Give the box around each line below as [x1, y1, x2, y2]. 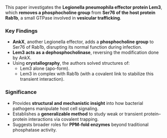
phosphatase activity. [12, 126, 57, 132]
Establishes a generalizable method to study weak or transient [12, 110, 143, 117]
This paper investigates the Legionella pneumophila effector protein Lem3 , [5, 5, 162, 10]
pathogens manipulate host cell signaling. [12, 105, 99, 111]
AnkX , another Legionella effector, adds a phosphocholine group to [12, 39, 154, 45]
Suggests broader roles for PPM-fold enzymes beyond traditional [12, 121, 149, 127]
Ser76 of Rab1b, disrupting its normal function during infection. [12, 44, 142, 50]
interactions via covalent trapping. [28, 116, 99, 122]
